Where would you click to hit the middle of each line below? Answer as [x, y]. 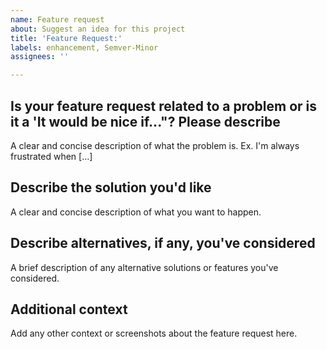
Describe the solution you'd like [111, 187]
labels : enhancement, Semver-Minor [84, 47]
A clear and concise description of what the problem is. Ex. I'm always [155, 145]
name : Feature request [57, 19]
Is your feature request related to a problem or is [163, 106]
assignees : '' [40, 57]
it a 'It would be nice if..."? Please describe [145, 121]
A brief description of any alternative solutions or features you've [144, 267]
